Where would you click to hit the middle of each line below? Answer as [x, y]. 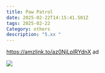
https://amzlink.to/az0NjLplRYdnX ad [53, 52]
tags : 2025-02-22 [28, 23]
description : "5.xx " [34, 35]
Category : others [28, 29]
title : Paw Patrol [30, 12]
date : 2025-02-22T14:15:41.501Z [47, 18]
